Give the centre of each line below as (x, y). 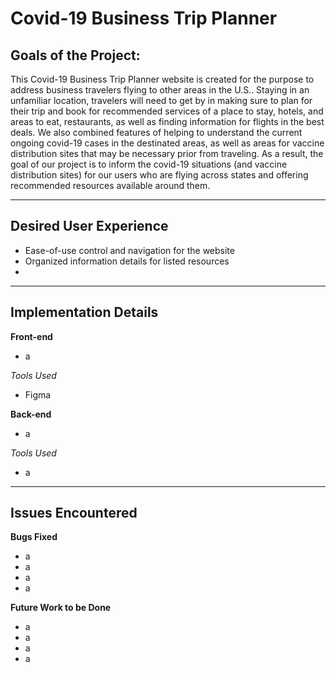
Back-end (31, 414)
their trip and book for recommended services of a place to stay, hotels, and (167, 111)
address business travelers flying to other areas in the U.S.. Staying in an (160, 90)
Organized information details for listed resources (127, 261)
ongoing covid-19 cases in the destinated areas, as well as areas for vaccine (167, 143)
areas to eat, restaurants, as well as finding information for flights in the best (167, 121)
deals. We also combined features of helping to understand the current (156, 132)
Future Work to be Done (61, 608)
